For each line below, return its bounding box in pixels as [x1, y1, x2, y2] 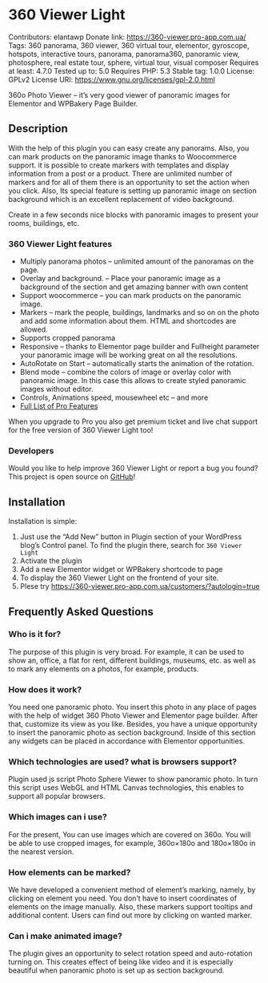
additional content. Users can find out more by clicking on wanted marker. [8, 911, 253, 921]
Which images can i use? [8, 812, 108, 823]
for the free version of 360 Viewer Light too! [8, 425, 154, 435]
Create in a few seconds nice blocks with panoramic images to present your [8, 210, 259, 220]
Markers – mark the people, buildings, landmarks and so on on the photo [19, 308, 260, 317]
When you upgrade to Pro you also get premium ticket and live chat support [8, 417, 258, 426]
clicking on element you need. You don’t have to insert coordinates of [8, 893, 238, 903]
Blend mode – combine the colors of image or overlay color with [19, 367, 231, 377]
